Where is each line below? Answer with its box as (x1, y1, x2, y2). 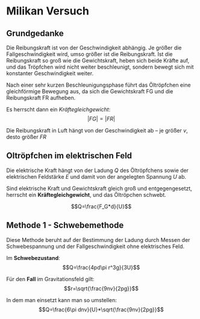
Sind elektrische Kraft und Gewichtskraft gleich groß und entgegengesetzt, (6, 185, 193, 192)
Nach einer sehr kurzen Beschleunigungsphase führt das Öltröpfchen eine (6, 81, 191, 88)
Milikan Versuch (6, 4, 89, 18)
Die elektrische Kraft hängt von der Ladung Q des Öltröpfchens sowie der (6, 167, 189, 174)
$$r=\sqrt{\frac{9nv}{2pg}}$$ (63, 285, 139, 292)
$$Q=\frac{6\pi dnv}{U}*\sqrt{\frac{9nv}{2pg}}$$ (39, 306, 164, 313)
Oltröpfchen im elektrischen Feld (6, 150, 133, 161)
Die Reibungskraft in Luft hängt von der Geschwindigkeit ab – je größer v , (6, 127, 188, 134)
